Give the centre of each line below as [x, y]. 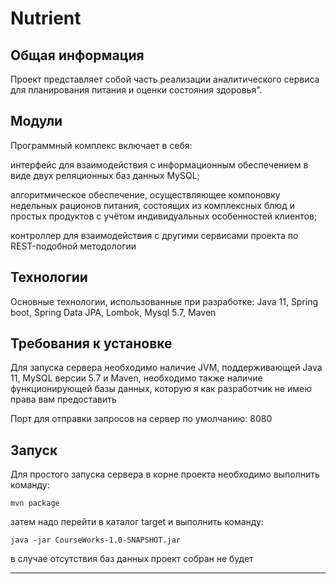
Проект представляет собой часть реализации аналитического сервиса [165, 79]
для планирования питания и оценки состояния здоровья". [136, 90]
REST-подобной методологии [73, 246]
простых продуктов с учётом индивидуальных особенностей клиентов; [164, 216]
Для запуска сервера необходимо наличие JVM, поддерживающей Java [166, 368]
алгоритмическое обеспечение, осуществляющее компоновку [145, 194]
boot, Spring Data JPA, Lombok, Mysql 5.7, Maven [113, 312]
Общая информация [77, 55]
